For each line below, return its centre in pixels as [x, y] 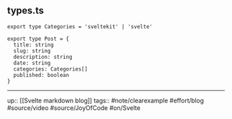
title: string [33, 45]
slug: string [32, 51]
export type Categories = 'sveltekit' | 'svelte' [80, 26]
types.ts [26, 11]
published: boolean [41, 75]
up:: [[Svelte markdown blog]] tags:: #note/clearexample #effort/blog [106, 100]
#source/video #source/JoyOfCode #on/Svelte [74, 108]
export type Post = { [38, 39]
